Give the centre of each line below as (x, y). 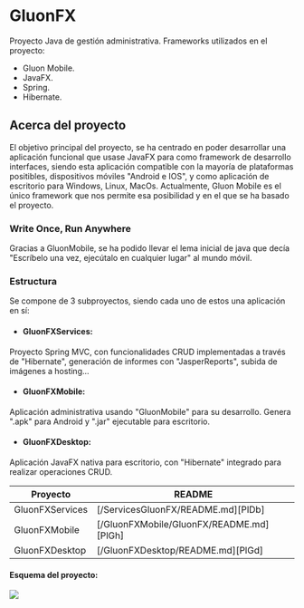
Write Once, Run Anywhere (70, 228)
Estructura (33, 281)
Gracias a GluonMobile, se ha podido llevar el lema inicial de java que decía (150, 248)
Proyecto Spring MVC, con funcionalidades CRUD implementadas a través (148, 352)
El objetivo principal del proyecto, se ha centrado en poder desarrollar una (148, 147)
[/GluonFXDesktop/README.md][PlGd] (180, 550)
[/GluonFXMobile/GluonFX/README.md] (183, 524)
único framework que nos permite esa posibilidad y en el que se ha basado (149, 195)
